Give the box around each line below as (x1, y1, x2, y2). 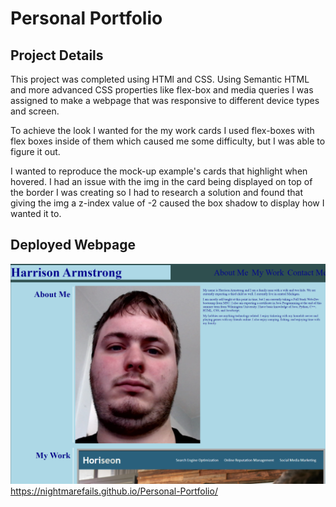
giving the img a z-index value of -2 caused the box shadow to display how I (10, 197, 325, 209)
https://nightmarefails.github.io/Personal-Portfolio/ (10, 485, 218, 497)
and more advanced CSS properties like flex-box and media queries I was (10, 84, 314, 96)
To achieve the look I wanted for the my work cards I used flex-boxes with (10, 125, 315, 136)
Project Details (10, 47, 104, 64)
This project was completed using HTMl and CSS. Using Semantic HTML (10, 73, 310, 85)
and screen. (10, 105, 60, 117)
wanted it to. (10, 208, 62, 219)
